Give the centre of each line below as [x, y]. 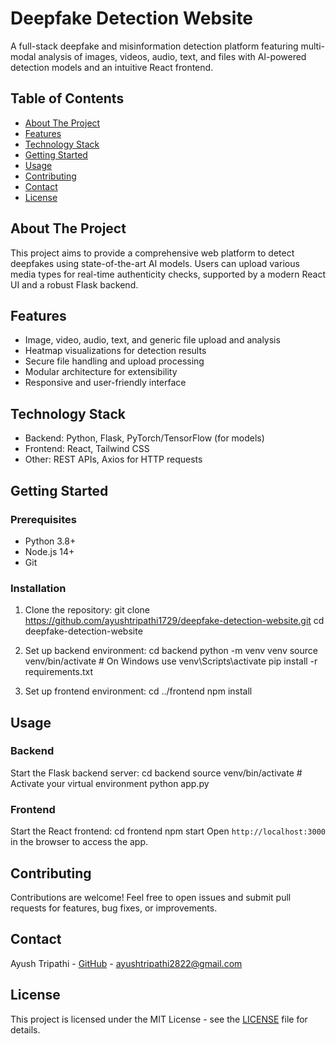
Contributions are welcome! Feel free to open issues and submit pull [151, 897]
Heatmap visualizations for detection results [115, 351]
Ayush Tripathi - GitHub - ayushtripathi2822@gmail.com [126, 963]
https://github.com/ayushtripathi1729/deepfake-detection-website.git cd [174, 621]
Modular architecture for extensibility [101, 372]
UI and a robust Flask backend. [74, 284]
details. [25, 1029]
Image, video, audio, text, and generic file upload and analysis [152, 340]
